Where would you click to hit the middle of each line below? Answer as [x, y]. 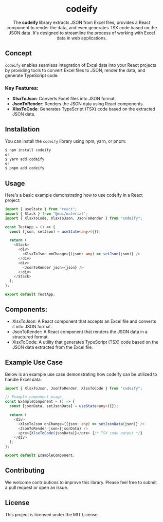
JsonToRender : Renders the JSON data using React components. [78, 104]
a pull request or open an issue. [37, 487]
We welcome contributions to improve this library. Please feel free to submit [81, 482]
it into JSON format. [32, 326]
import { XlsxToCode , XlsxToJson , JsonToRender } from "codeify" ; [74, 218]
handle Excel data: [24, 379]
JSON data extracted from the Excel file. [53, 347]
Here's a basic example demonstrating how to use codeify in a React [74, 195]
